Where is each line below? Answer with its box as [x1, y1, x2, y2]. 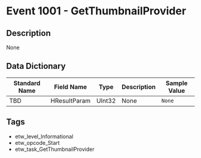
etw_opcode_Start [14, 139, 60, 146]
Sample [165, 79, 188, 87]
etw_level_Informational [14, 133, 74, 140]
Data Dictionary [6, 61, 66, 71]
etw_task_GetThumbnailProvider [14, 145, 95, 153]
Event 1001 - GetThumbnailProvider [6, 4, 187, 18]
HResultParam [50, 96, 91, 105]
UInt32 [96, 96, 116, 105]
